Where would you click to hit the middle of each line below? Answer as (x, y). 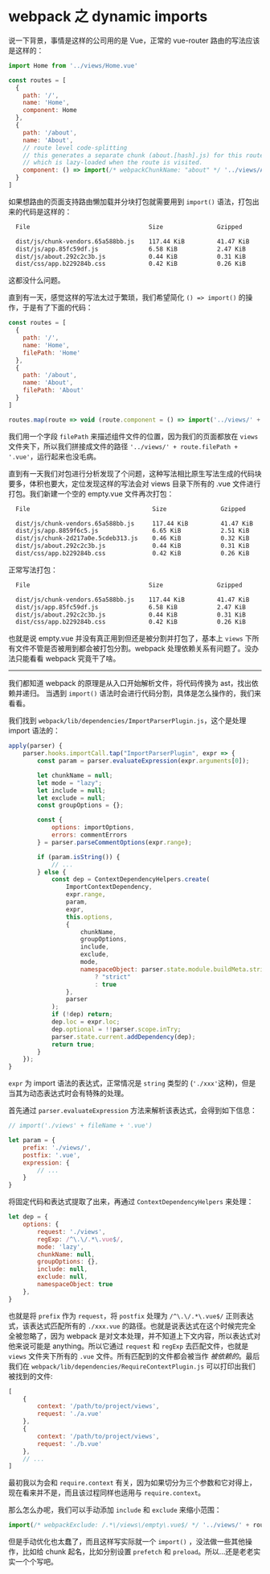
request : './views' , (72, 1231)
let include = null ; (72, 791)
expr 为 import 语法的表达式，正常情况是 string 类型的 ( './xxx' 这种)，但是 (132, 1083)
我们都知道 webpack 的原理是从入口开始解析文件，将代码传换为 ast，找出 (130, 683)
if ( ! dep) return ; (82, 1015)
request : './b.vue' (70, 1443)
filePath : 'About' (53, 390)
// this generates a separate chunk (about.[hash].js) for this (133, 155)
